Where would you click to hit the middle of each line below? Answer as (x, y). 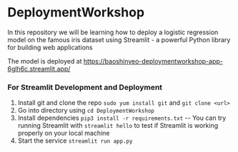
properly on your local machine (64, 133)
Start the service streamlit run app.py (75, 141)
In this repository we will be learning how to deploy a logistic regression (113, 32)
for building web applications (50, 47)
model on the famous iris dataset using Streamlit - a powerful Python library (119, 39)
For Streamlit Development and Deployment (85, 87)
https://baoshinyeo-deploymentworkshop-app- (153, 61)
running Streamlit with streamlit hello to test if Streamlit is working (118, 126)
